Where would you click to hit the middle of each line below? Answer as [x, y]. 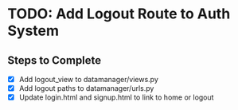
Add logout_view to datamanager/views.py [88, 79]
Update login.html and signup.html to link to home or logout [116, 97]
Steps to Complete [55, 60]
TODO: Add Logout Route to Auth [119, 14]
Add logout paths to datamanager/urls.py [86, 88]
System [33, 31]
